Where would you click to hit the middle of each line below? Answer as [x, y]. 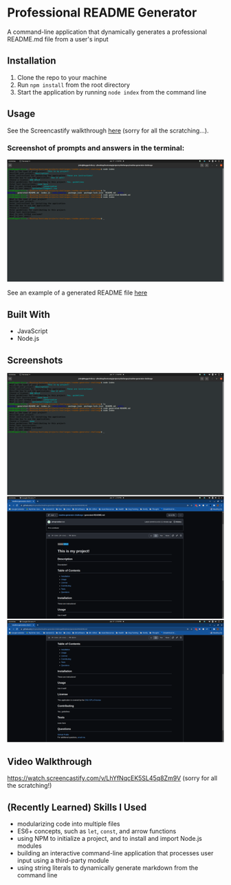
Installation [32, 61]
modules [30, 846]
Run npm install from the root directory [74, 85]
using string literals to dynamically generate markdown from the [108, 868]
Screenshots [35, 360]
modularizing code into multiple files [68, 824]
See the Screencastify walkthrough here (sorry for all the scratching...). [108, 130]
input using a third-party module [63, 861]
